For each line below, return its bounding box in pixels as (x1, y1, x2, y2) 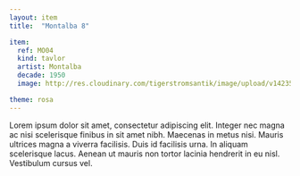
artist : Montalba (17, 63, 82, 71)
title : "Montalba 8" (9, 21, 90, 30)
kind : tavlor (17, 54, 66, 63)
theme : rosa (9, 95, 54, 104)
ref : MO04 (17, 46, 54, 54)
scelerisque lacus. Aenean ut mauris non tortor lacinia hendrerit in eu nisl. (9, 148, 280, 159)
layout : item (9, 13, 58, 22)
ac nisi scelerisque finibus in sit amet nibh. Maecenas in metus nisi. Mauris (9, 129, 284, 139)
